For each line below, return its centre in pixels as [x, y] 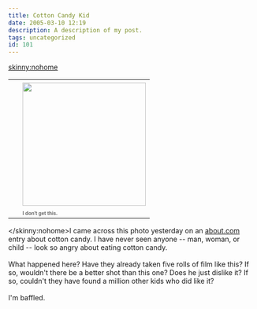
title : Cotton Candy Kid [49, 15]
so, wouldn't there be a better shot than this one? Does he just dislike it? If [128, 273]
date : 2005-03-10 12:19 [47, 23]
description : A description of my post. [76, 30]
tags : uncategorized [42, 37]
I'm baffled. [27, 298]
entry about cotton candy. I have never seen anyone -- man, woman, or [124, 239]
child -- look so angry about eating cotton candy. [88, 248]
